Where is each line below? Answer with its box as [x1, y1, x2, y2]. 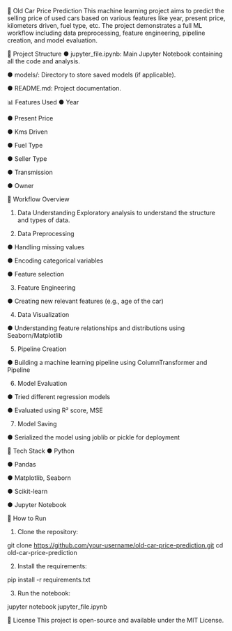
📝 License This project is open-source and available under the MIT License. [7, 616, 224, 624]
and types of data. [17, 216, 70, 224]
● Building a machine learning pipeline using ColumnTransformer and [7, 359, 208, 366]
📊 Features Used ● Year [7, 98, 79, 106]
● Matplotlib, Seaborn [7, 474, 71, 482]
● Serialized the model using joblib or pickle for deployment [7, 433, 180, 442]
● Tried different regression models [7, 393, 110, 400]
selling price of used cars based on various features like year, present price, [7, 14, 226, 22]
